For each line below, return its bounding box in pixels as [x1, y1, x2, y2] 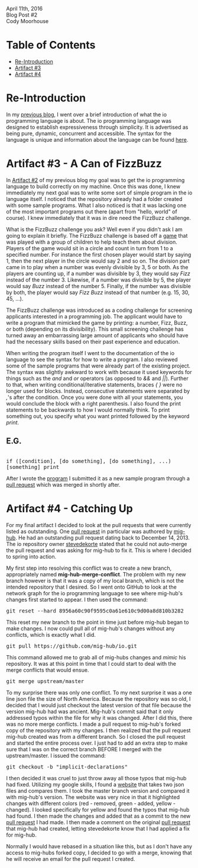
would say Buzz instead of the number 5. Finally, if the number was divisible [6, 282, 191, 289]
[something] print [6, 464, 60, 470]
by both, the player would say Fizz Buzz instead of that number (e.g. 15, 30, [6, 289, 190, 296]
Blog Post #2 [6, 11, 38, 18]
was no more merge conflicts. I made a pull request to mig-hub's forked [6, 720, 181, 727]
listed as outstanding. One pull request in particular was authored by [6, 528, 173, 535]
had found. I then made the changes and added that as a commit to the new [6, 812, 191, 819]
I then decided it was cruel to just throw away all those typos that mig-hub [6, 774, 187, 781]
